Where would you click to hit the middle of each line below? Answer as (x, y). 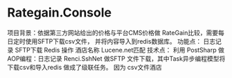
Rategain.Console (60, 13)
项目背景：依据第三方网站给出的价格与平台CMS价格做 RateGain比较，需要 (113, 32)
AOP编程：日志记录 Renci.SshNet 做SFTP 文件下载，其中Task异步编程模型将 (116, 58)
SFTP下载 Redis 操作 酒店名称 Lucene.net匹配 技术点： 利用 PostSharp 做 (120, 50)
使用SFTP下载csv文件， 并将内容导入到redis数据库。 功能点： (114, 41)
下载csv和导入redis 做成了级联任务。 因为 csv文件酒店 (84, 67)
